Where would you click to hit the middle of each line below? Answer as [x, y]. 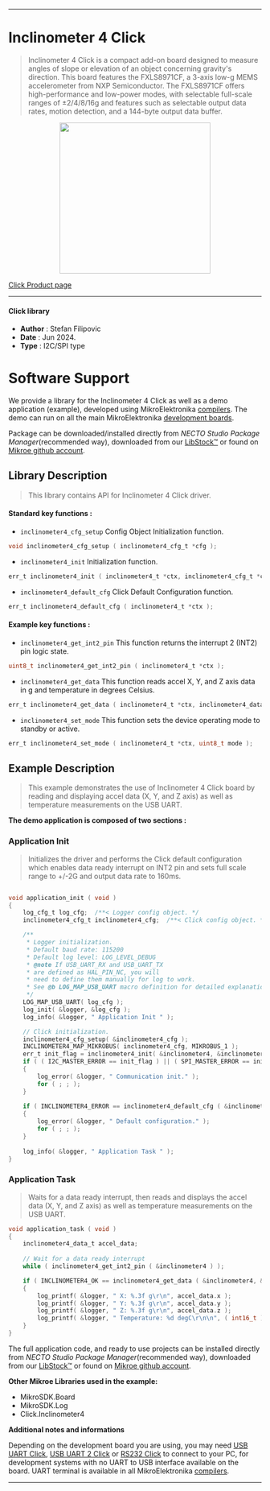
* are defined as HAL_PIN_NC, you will [93, 972]
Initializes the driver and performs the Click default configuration [135, 859]
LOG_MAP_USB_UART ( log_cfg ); [74, 1002]
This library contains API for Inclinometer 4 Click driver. [119, 495]
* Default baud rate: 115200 [75, 950]
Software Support [69, 378]
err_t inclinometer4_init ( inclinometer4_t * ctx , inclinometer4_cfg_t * [135, 576]
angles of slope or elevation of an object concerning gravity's [130, 68]
